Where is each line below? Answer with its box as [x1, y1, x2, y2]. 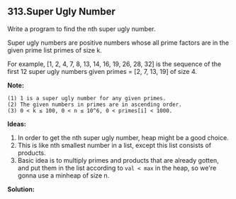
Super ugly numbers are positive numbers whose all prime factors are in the [7, 38, 229, 47]
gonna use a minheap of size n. [17, 171, 110, 180]
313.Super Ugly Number [7, 6, 116, 18]
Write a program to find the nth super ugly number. [7, 24, 156, 33]
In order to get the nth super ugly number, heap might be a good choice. [17, 133, 229, 141]
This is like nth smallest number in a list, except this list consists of [17, 141, 211, 149]
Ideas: [7, 119, 26, 128]
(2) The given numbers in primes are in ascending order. [7, 101, 182, 108]
